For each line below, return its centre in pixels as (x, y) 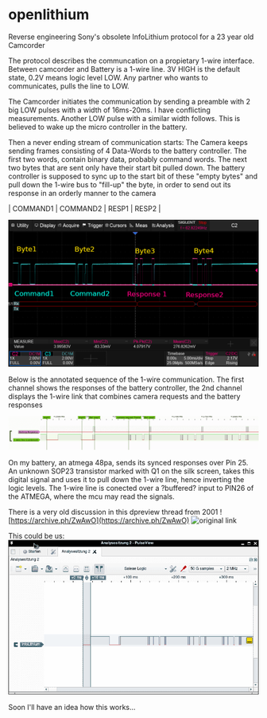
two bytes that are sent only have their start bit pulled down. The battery (127, 167)
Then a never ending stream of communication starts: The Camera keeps (128, 142)
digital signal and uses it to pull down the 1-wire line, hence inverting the (126, 479)
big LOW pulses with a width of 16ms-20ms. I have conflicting (109, 110)
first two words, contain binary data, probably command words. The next (128, 159)
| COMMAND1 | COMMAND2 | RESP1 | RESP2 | (85, 208)
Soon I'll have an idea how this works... (72, 707)
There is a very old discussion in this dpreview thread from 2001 (113, 512)
